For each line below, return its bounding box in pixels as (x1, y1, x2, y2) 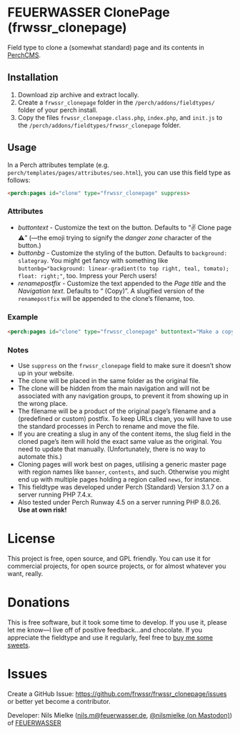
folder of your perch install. (17, 105, 98, 114)
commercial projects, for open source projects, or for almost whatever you (7, 562, 226, 570)
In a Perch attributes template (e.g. (7, 160, 109, 169)
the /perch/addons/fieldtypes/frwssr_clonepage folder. (17, 121, 181, 129)
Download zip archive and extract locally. (17, 90, 139, 99)
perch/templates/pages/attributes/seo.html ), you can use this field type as (7, 168, 231, 177)
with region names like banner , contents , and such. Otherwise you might (17, 467, 230, 476)
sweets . (7, 641, 31, 650)
